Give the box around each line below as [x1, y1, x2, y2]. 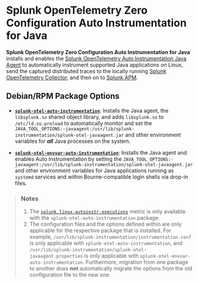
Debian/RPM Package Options [6, 91, 120, 101]
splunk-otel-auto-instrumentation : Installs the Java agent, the [14, 107, 169, 114]
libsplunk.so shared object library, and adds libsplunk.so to [14, 113, 164, 120]
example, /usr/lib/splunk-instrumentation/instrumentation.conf [29, 233, 191, 241]
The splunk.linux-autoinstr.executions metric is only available [29, 208, 186, 215]
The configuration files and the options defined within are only [29, 221, 182, 228]
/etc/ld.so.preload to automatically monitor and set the [14, 120, 152, 127]
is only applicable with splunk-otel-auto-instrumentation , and [29, 239, 183, 247]
